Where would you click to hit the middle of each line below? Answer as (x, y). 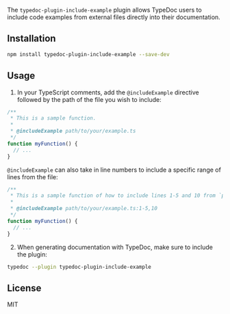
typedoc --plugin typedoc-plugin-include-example (79, 267)
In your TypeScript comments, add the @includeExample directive (108, 92)
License (24, 288)
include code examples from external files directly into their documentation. (114, 17)
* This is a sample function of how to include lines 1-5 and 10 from (113, 196)
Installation (31, 39)
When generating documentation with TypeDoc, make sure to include (115, 247)
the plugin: (32, 254)
